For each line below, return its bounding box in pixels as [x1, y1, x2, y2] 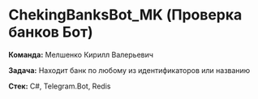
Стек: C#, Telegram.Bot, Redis [8, 81, 111, 91]
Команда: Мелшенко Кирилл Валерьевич [8, 49, 154, 59]
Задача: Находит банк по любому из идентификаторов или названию [8, 65, 251, 75]
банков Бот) [8, 23, 93, 41]
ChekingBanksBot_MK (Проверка [8, 6, 243, 24]
